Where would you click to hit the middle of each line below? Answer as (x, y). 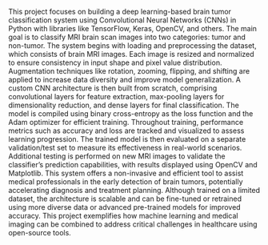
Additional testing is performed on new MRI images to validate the (117, 156)
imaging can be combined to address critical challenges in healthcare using (133, 224)
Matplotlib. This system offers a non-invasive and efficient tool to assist (126, 173)
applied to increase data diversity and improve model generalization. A (125, 80)
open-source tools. (40, 233)
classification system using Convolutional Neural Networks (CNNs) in (122, 20)
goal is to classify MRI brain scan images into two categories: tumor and (127, 37)
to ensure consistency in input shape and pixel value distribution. (115, 62)
